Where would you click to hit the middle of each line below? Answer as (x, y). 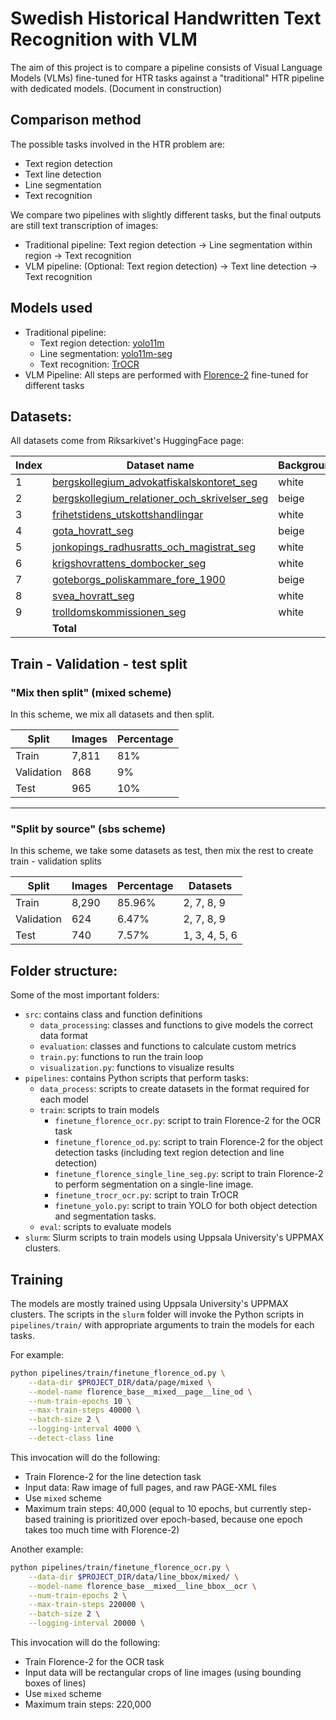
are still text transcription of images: (84, 225)
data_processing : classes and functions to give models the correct (176, 1025)
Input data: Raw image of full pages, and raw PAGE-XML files (150, 1487)
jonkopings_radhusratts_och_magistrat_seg (154, 547)
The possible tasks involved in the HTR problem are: (118, 144)
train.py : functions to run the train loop (121, 1057)
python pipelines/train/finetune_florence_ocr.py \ (120, 1567)
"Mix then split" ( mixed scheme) (91, 692)
